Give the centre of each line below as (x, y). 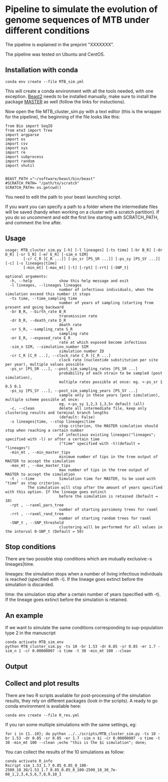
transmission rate (78, 316)
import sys (17, 148)
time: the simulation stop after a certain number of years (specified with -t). (83, 595)
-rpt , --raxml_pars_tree (37, 505)
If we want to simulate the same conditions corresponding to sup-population (84, 628)
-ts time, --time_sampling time (44, 298)
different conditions (47, 31)
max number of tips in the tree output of (104, 470)
